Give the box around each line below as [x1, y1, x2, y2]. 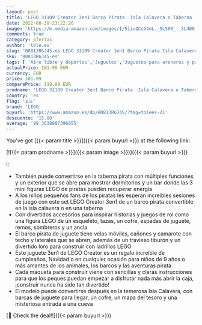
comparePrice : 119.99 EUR [6, 82, 71, 88]
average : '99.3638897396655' [6, 121, 79, 127]
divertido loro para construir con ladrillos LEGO [14, 243, 132, 250]
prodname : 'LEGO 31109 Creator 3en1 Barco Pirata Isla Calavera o [6, 87, 179, 93]
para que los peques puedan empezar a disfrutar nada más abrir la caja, [14, 275, 194, 282]
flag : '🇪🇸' [6, 98, 36, 104]
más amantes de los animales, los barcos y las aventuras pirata [14, 262, 172, 269]
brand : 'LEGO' [6, 103, 42, 110]
